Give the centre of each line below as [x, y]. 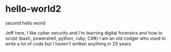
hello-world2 [33, 9]
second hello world [26, 23]
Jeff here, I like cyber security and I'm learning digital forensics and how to [84, 33]
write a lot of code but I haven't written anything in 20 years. [69, 43]
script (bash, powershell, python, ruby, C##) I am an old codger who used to [86, 38]
